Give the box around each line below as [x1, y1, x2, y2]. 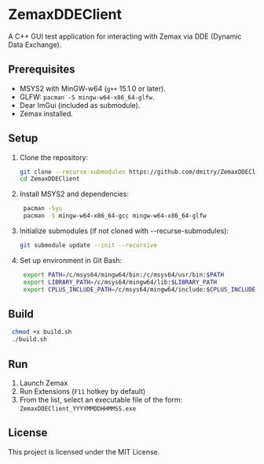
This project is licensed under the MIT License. [8, 447, 160, 456]
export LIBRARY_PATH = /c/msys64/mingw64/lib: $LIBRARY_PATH [23, 278, 218, 286]
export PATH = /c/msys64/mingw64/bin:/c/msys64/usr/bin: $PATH [23, 270, 225, 279]
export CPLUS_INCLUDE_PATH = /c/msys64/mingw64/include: [23, 285, 207, 293]
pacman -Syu [23, 205, 63, 213]
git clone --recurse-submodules [19, 168, 126, 176]
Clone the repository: [19, 152, 89, 162]
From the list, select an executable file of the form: [19, 395, 183, 404]
